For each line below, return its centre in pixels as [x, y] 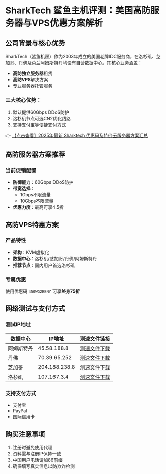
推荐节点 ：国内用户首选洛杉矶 [43, 265]
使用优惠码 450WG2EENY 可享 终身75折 [43, 291]
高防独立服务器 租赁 [33, 73]
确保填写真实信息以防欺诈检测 [43, 466]
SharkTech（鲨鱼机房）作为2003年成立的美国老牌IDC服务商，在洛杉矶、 [81, 56]
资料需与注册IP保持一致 [37, 454]
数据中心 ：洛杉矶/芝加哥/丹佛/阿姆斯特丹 [55, 258]
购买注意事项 [25, 434]
